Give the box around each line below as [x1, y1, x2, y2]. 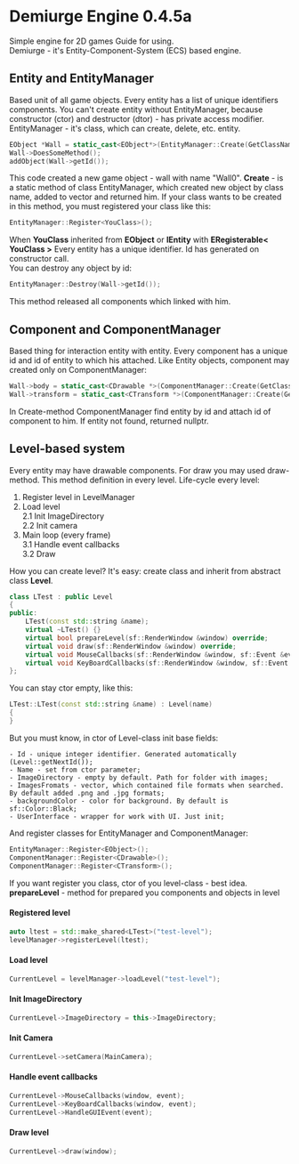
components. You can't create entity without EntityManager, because [9, 104, 263, 115]
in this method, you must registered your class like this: [9, 201, 212, 212]
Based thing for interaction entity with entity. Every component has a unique [9, 345, 288, 356]
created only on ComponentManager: [9, 364, 147, 375]
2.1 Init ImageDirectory [21, 510, 105, 521]
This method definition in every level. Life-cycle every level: [41, 474, 260, 485]
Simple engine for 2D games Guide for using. [9, 36, 174, 46]
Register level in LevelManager [21, 491, 135, 502]
